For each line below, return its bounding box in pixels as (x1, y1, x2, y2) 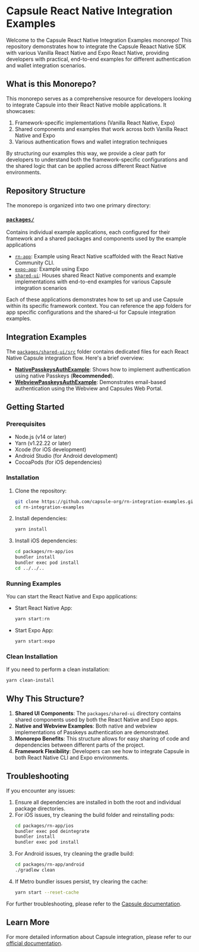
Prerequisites (6, 420, 46, 428)
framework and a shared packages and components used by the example (6, 235, 187, 242)
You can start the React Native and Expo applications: (6, 593, 138, 600)
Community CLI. (14, 259, 55, 266)
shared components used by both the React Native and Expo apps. (14, 716, 179, 723)
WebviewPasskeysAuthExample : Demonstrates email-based (14, 378, 166, 385)
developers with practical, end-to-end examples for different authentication (6, 55, 191, 63)
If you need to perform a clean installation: (6, 666, 110, 673)
